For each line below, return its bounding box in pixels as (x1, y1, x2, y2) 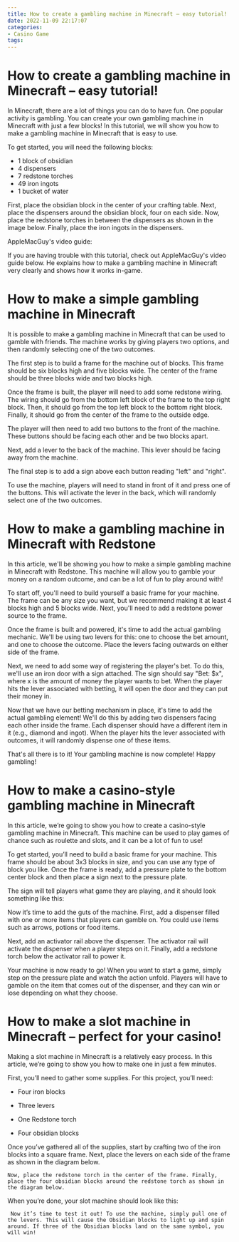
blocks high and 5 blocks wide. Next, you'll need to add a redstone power (7, 604, 223, 612)
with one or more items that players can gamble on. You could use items (7, 915, 219, 923)
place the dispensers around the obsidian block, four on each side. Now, (7, 208, 220, 217)
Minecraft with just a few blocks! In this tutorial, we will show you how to (7, 122, 219, 130)
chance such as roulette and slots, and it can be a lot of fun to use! (7, 836, 203, 844)
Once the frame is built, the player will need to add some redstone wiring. (7, 388, 223, 396)
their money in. (7, 692, 51, 700)
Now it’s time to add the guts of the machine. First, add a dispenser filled (7, 908, 221, 916)
